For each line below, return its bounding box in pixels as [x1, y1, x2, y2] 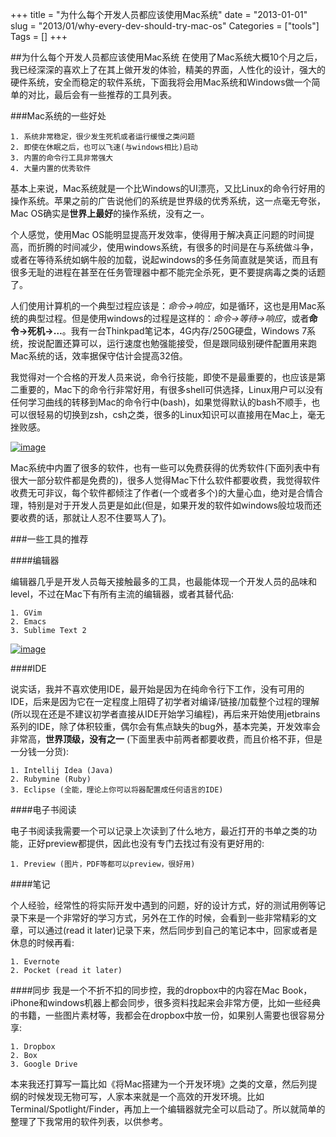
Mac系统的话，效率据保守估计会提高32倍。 [10, 350, 188, 362]
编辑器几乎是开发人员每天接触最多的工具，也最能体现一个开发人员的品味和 [10, 576, 317, 587]
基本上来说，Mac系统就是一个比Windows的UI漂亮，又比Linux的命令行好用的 [10, 183, 326, 194]
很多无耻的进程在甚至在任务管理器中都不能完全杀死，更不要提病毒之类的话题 [10, 266, 326, 278]
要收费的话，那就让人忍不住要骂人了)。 [10, 512, 172, 523]
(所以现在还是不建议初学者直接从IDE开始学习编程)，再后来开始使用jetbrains [10, 708, 321, 720]
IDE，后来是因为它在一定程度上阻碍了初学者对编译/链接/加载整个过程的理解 [10, 696, 320, 707]
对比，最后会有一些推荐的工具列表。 [27, 89, 177, 100]
